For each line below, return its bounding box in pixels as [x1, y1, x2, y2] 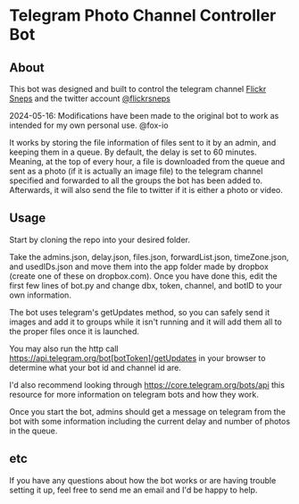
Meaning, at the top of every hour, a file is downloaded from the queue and [9, 156, 286, 166]
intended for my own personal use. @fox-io [9, 120, 169, 130]
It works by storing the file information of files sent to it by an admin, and [9, 138, 277, 147]
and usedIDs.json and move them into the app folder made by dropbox [9, 261, 270, 272]
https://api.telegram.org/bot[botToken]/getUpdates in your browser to [9, 352, 266, 363]
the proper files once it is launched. [9, 325, 140, 336]
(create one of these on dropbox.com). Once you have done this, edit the [9, 270, 278, 281]
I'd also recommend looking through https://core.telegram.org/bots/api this [9, 379, 286, 390]
